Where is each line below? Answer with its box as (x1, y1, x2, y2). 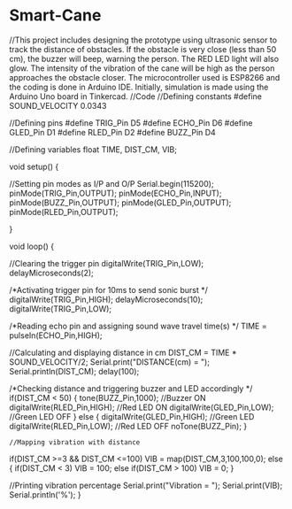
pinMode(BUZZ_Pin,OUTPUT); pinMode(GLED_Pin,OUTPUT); (9, 197, 232, 208)
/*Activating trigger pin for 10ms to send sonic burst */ (9, 284, 208, 295)
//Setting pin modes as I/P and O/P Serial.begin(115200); (9, 178, 214, 189)
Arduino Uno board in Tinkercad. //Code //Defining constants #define (9, 90, 263, 102)
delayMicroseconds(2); (9, 267, 95, 278)
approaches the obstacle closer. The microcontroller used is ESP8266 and (9, 72, 280, 82)
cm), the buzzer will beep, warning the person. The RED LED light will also (9, 53, 280, 64)
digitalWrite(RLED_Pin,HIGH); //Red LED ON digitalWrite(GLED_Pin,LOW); (9, 402, 274, 413)
